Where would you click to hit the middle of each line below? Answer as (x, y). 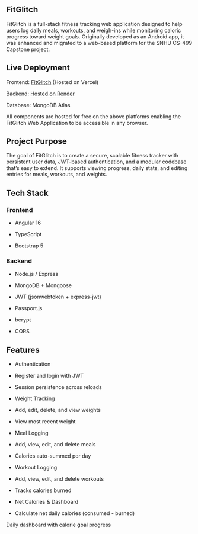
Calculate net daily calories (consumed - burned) (75, 513)
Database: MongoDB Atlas (38, 105)
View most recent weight (45, 422)
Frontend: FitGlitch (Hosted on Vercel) (52, 82)
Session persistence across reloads (58, 387)
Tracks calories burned (43, 490)
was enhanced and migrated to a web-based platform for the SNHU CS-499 (99, 43)
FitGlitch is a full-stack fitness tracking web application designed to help (94, 24)
